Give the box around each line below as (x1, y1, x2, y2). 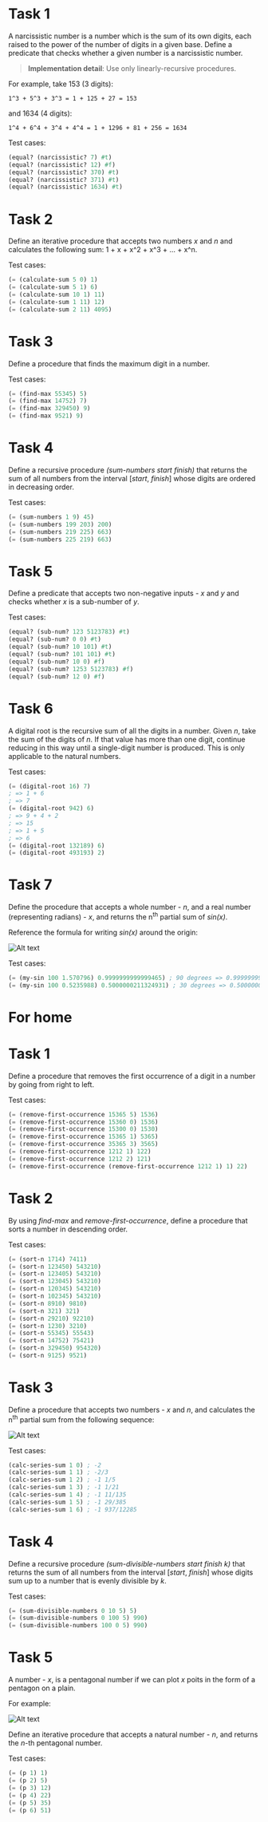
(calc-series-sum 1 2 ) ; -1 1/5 (8, 1476, 116, 1484)
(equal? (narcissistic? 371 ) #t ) (8, 176, 120, 184)
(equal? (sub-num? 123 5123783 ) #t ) (8, 628, 130, 636)
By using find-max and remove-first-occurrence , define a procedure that (8, 1215, 249, 1225)
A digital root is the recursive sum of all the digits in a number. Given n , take (8, 725, 257, 735)
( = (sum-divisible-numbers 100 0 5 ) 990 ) (8, 1622, 148, 1630)
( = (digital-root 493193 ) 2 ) (8, 849, 105, 857)
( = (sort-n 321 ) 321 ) (8, 1306, 81, 1315)
